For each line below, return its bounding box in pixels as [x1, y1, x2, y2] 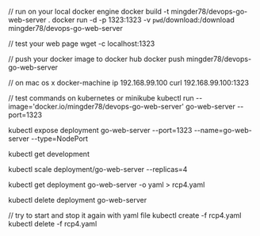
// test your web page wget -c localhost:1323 [8, 39, 155, 48]
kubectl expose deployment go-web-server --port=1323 [8, 126, 193, 135]
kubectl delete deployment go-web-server [8, 196, 147, 204]
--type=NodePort [31, 134, 89, 143]
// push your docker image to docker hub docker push [8, 55, 185, 63]
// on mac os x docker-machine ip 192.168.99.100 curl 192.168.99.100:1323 [8, 78, 250, 87]
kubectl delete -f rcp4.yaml [8, 219, 97, 228]
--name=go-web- [193, 126, 252, 135]
